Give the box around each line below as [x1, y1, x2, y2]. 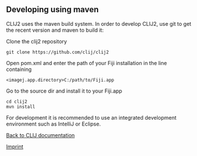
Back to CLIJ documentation [6, 131, 75, 138]
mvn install [6, 104, 35, 110]
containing [6, 66, 32, 73]
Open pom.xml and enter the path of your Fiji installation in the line [6, 59, 168, 66]
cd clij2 [6, 99, 28, 104]
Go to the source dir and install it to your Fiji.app [6, 87, 122, 94]
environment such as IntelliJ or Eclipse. [6, 120, 101, 127]
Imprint [6, 143, 24, 150]
